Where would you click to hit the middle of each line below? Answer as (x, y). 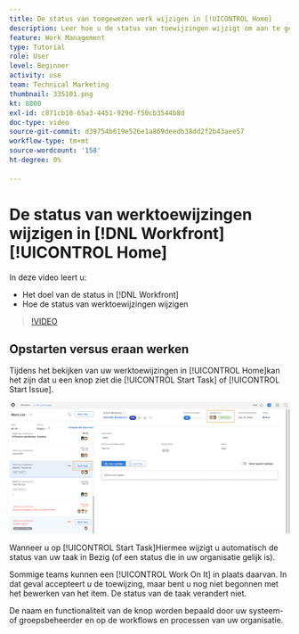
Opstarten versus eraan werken (99, 349)
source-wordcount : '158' (55, 151)
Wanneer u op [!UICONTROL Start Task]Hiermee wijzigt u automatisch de (144, 548)
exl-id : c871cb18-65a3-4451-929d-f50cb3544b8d (97, 113)
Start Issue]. (32, 390)
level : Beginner (39, 66)
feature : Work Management (57, 37)
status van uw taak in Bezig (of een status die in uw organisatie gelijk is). (142, 557)
